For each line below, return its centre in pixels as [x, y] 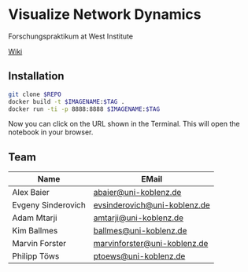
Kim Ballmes [35, 231]
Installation [36, 76]
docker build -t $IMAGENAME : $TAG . [67, 101]
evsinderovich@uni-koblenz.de [152, 205]
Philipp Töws [36, 256]
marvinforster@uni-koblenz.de [151, 244]
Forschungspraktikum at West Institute [71, 36]
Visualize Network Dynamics [105, 15]
